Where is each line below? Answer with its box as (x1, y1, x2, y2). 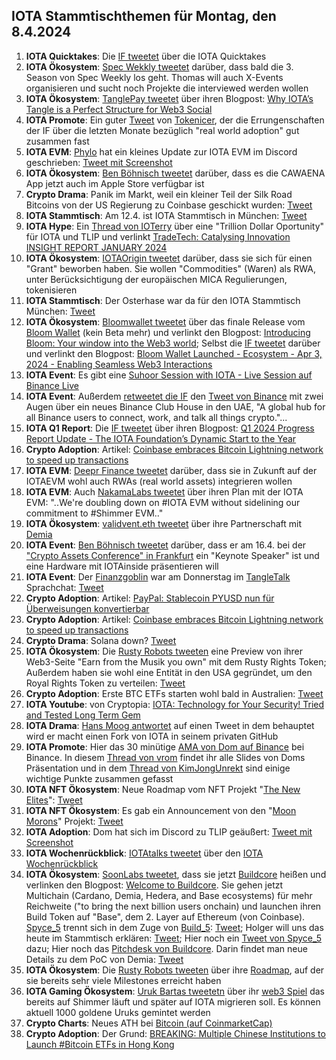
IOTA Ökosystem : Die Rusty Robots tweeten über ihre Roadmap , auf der (25, 964, 325, 976)
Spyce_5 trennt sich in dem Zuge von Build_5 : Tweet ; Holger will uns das (25, 921, 324, 933)
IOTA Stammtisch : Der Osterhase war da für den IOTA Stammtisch (25, 294, 301, 306)
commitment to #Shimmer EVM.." (25, 507, 164, 519)
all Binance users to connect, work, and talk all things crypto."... (25, 411, 288, 423)
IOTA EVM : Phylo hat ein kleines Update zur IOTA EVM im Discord (25, 145, 298, 158)
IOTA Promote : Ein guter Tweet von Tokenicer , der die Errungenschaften (25, 114, 325, 126)
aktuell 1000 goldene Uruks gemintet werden (25, 1006, 211, 1018)
